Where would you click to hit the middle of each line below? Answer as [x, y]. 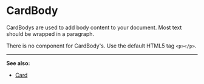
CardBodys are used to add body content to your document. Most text [94, 27]
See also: [18, 63]
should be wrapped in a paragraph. [50, 33]
